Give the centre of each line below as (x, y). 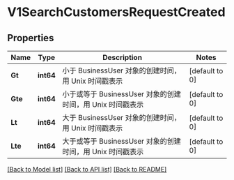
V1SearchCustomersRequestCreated (116, 12)
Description (122, 58)
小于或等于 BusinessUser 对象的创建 (122, 94)
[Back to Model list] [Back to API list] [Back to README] (87, 169)
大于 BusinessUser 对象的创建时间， (122, 118)
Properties (31, 38)
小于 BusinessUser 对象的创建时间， (122, 70)
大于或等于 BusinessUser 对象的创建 (122, 141)
